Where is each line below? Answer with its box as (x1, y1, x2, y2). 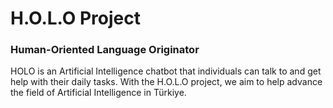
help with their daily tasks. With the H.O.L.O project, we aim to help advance (10, 76, 323, 88)
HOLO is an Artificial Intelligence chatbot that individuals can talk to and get (10, 65, 322, 77)
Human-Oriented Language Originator (10, 43, 200, 57)
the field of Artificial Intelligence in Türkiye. (10, 87, 187, 99)
